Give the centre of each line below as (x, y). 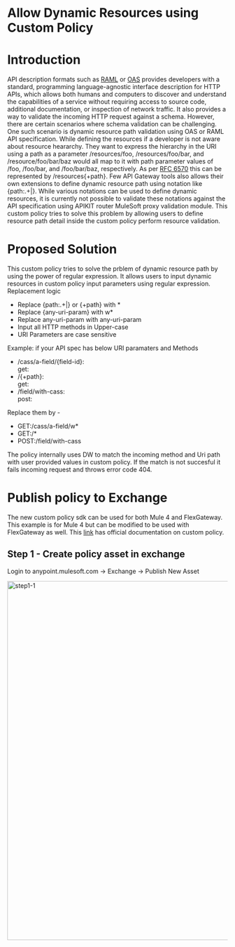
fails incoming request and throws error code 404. (80, 470)
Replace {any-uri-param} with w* (65, 312)
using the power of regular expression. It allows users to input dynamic (109, 276)
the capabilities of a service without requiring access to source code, (107, 102)
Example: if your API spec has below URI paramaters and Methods (103, 348)
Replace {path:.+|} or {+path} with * (69, 305)
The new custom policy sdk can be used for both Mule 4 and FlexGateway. (115, 517)
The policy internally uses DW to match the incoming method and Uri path (114, 455)
